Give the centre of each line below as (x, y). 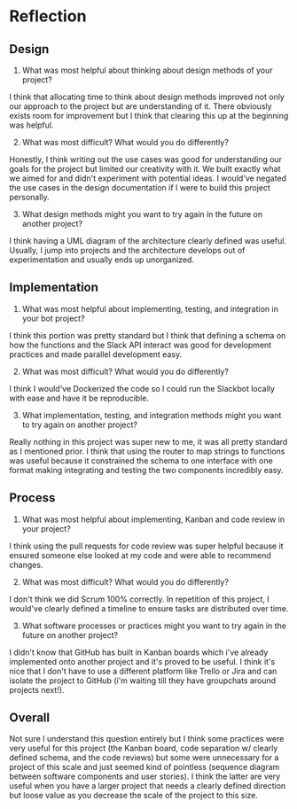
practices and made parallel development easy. (96, 354)
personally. (30, 197)
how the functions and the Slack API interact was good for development (141, 345)
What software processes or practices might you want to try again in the (154, 626)
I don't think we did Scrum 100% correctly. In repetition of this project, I (140, 599)
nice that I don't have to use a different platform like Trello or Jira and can (143, 671)
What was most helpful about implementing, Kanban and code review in (153, 519)
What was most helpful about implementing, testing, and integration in (150, 308)
